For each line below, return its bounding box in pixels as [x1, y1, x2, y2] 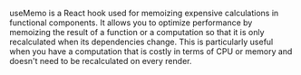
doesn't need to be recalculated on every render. [9, 56, 192, 66]
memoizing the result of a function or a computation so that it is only [9, 27, 265, 37]
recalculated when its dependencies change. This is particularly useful [9, 36, 274, 47]
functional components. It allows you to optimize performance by [9, 17, 253, 28]
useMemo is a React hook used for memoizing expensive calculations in [9, 8, 279, 18]
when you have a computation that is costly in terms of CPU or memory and [9, 46, 293, 57]
